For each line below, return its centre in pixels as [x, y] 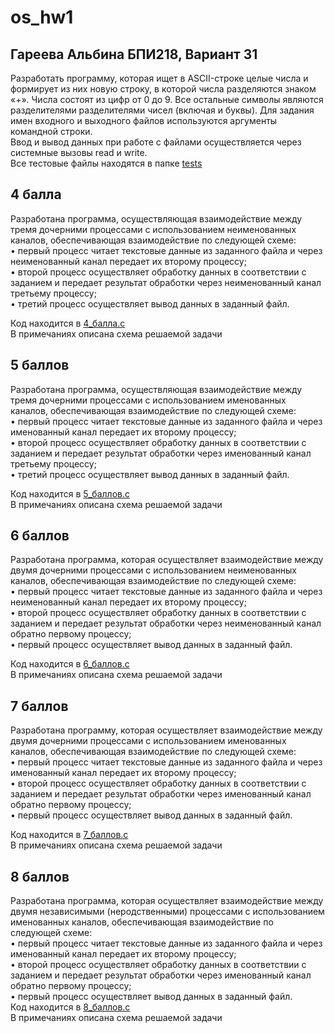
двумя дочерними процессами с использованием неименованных [153, 570]
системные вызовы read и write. [79, 152]
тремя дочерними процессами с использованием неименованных [153, 229]
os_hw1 [42, 17]
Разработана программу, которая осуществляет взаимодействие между [166, 730]
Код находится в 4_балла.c [68, 323]
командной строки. [51, 131]
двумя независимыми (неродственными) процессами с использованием [167, 912]
